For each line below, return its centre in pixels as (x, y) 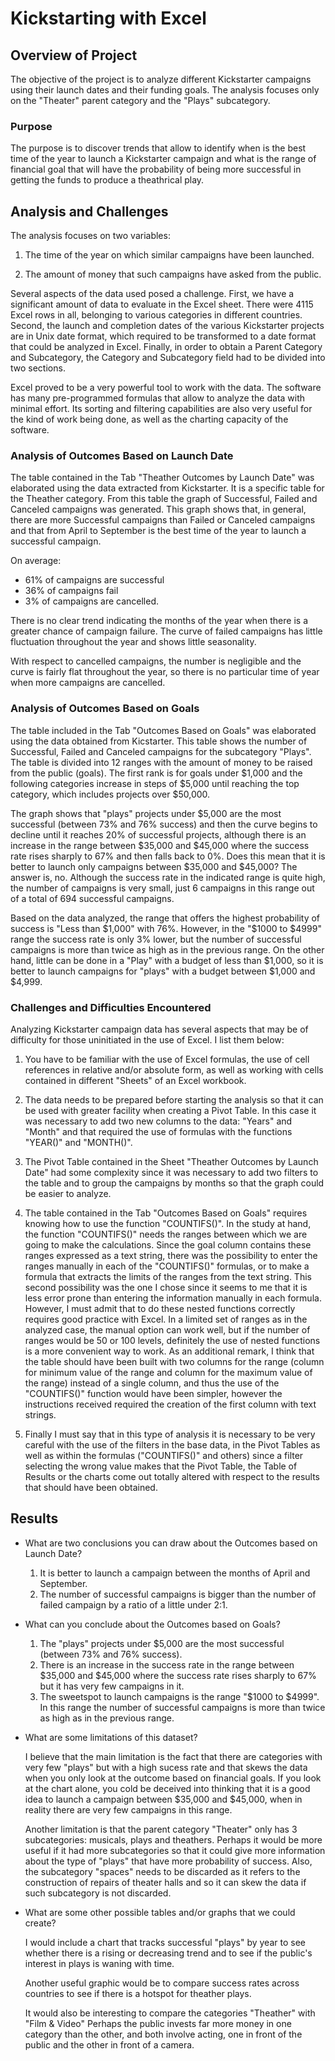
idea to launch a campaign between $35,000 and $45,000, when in (163, 1799)
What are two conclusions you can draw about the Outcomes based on (171, 1543)
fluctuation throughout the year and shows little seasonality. (133, 642)
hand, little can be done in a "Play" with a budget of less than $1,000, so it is (167, 960)
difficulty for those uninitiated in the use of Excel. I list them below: (147, 1040)
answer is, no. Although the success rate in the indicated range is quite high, (168, 877)
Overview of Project (74, 55)
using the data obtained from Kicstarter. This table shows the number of (159, 741)
